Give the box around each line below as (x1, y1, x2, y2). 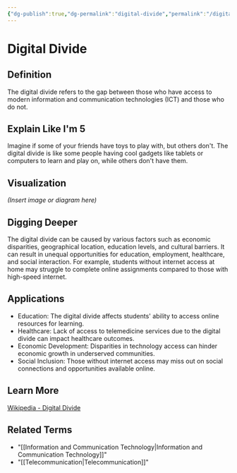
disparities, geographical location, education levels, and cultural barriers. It (7, 243, 225, 251)
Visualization (7, 177, 67, 189)
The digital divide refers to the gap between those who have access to (7, 88, 212, 96)
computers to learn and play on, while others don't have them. (7, 157, 188, 165)
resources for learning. (17, 319, 85, 328)
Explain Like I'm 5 (7, 123, 86, 135)
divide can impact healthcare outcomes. (17, 334, 135, 342)
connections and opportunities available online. (17, 364, 155, 373)
